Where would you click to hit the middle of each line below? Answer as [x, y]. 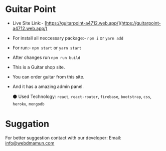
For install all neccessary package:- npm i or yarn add [68, 38]
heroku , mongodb [28, 103]
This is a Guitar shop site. [39, 67]
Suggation [27, 124]
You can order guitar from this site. [48, 76]
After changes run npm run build [46, 57]
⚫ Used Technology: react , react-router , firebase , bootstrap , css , [82, 96]
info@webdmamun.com [30, 143]
